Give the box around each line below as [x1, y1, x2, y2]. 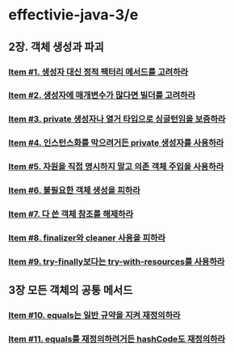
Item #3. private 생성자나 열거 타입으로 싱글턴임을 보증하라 [8, 113, 226, 125]
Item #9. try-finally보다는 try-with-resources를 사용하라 [8, 256, 225, 267]
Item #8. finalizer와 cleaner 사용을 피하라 [8, 232, 166, 244]
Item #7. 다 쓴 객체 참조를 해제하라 [8, 209, 134, 220]
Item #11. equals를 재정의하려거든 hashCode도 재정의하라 [8, 333, 226, 345]
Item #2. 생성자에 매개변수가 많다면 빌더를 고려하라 [8, 90, 196, 101]
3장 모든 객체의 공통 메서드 [8, 283, 133, 297]
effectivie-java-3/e [8, 6, 139, 24]
